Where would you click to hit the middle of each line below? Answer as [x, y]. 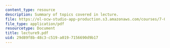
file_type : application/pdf [35, 24]
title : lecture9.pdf [27, 33]
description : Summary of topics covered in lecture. [62, 14]
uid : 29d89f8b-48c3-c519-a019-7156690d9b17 [52, 38]
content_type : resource [30, 10]
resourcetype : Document [30, 28]
